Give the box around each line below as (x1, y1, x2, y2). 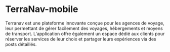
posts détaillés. (5, 41, 37, 47)
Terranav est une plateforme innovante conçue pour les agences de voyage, (5, 20, 164, 26)
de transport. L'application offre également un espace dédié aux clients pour (5, 30, 165, 36)
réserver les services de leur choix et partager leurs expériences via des (5, 36, 156, 42)
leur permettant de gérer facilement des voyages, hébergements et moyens (5, 25, 163, 31)
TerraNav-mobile (5, 3, 78, 15)
